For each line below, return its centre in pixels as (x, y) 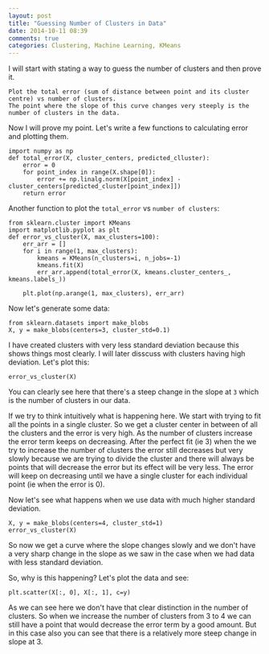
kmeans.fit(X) (61, 265)
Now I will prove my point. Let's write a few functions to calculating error (128, 128)
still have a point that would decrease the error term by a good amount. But (132, 625)
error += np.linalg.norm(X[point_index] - (109, 179)
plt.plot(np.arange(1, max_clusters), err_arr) (104, 294)
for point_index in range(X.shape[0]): (90, 173)
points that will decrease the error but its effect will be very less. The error (131, 467)
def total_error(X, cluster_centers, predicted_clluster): (109, 158)
